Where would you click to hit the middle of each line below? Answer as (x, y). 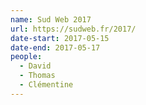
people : (26, 57)
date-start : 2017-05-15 (60, 38)
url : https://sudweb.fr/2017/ (73, 29)
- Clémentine (46, 85)
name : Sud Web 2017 (51, 19)
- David (35, 66)
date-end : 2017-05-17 (55, 47)
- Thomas (37, 76)
